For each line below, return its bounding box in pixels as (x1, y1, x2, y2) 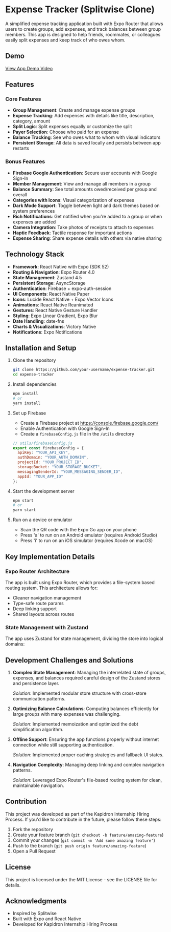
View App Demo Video (5, 65, 53, 71)
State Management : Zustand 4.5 (12, 274, 82, 280)
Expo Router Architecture (5, 568, 70, 575)
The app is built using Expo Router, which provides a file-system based (5, 579, 155, 585)
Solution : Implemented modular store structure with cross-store (12, 690, 147, 696)
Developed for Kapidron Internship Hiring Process (12, 921, 118, 927)
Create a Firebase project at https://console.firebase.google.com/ (20, 420, 159, 426)
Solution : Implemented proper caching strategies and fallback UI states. (12, 752, 164, 758)
